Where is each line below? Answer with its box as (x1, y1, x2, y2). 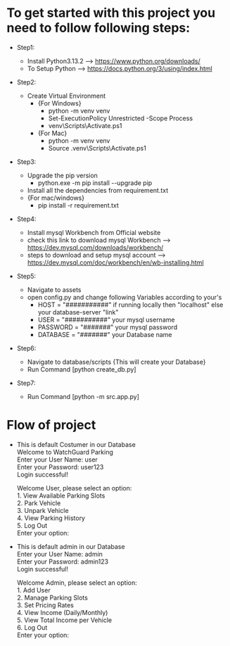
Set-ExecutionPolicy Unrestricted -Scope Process (48, 114, 193, 122)
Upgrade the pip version (27, 171, 98, 179)
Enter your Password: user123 (16, 462, 104, 471)
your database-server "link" (37, 308, 119, 316)
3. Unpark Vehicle (16, 506, 69, 514)
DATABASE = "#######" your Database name (37, 330, 172, 338)
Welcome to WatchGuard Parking (16, 448, 113, 456)
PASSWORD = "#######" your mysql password (37, 322, 177, 331)
